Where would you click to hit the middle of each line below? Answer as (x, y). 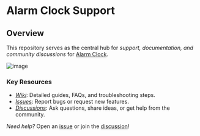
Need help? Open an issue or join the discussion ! (68, 126)
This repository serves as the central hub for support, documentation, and (100, 48)
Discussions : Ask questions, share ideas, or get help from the (92, 108)
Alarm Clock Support (61, 11)
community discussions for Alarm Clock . (57, 54)
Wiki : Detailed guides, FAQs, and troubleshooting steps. (85, 95)
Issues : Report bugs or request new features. (72, 102)
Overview (25, 33)
